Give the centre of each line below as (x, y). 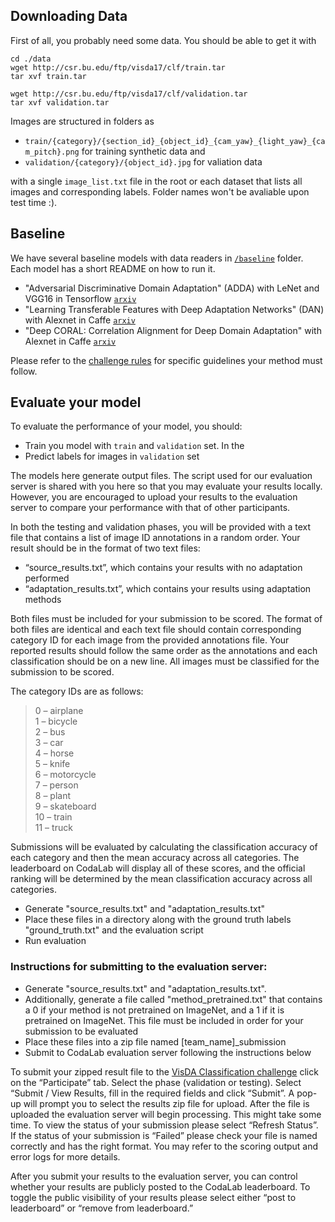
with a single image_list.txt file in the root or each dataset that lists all (156, 181)
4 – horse (54, 753)
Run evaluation (55, 941)
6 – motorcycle (65, 775)
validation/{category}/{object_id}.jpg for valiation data (143, 161)
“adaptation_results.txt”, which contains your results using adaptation (168, 589)
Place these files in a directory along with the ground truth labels (158, 920)
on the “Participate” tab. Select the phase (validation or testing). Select (156, 1082)
